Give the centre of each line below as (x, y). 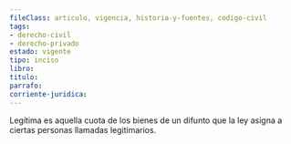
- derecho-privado (44, 43)
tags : (20, 26)
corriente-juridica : (49, 94)
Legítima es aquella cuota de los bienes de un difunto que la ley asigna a (146, 120)
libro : (22, 69)
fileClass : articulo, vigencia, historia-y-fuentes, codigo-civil (138, 18)
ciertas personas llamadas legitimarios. (83, 129)
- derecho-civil (40, 35)
